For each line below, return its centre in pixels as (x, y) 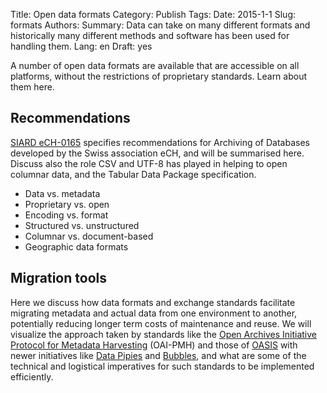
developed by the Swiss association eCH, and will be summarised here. (157, 153)
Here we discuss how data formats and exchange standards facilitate (153, 302)
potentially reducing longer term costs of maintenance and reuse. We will (161, 323)
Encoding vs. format (66, 215)
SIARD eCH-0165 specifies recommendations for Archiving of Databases (160, 142)
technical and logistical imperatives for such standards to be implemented (162, 366)
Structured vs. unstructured (82, 225)
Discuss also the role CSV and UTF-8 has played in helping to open (149, 163)
